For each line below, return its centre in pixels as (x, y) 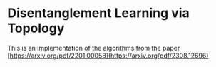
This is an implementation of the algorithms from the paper (94, 48)
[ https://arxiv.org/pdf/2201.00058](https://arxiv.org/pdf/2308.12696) (108, 56)
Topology (36, 28)
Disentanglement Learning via (99, 13)
